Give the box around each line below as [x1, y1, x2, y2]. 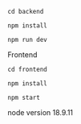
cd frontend [7, 65, 47, 73]
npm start [7, 93, 41, 101]
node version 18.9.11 [7, 108, 74, 117]
